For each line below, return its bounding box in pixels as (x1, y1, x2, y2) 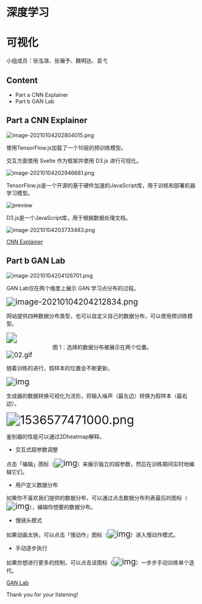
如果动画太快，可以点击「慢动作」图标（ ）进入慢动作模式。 (6, 531, 179, 538)
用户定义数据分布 (15, 481, 58, 488)
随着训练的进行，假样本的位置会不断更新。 (6, 364, 113, 371)
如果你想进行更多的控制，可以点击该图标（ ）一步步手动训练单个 (6, 558, 190, 566)
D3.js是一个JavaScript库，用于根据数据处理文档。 (6, 214, 131, 221)
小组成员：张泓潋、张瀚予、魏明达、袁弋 (6, 57, 108, 65)
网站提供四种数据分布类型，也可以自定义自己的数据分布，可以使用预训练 (6, 312, 187, 320)
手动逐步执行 (15, 544, 47, 552)
